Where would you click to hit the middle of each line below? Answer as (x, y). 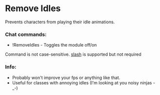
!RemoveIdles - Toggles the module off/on (54, 45)
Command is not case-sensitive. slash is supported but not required (73, 54)
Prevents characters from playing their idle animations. (60, 22)
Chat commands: (26, 34)
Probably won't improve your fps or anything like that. (66, 78)
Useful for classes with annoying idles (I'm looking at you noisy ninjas (82, 82)
